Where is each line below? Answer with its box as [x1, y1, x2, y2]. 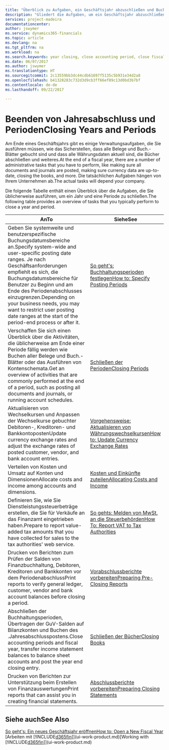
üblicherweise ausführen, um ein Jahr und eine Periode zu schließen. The [5, 193, 157, 199]
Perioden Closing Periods [90, 365, 149, 372]
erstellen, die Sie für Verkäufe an [8, 509, 85, 516]
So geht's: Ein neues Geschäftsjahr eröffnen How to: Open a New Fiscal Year [5, 728, 163, 734]
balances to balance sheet [8, 652, 70, 659]
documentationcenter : [5, 21, 51, 27]
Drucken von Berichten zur [8, 673, 71, 680]
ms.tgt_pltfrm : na [5, 45, 44, 50]
